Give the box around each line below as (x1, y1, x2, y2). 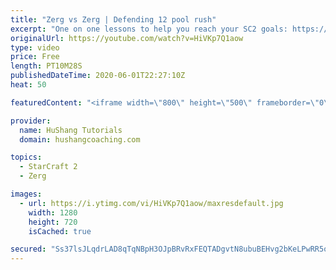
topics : (10, 152, 43, 163)
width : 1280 (28, 207, 78, 218)
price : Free (10, 52, 60, 62)
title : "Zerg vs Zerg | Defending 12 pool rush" (10, 14, 217, 25)
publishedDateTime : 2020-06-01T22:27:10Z (10, 71, 186, 81)
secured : (10, 244, 47, 255)
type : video (10, 42, 60, 53)
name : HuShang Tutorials (19, 125, 123, 135)
